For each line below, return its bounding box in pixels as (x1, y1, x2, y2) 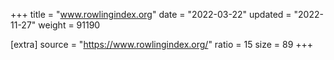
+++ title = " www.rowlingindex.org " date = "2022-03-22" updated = (10, 9, 292, 20)
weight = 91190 (38, 19, 101, 31)
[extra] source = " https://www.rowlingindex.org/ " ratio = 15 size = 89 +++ (10, 39, 314, 50)
